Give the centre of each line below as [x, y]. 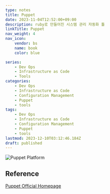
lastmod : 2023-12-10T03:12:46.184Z [43, 138]
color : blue [27, 53]
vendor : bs [26, 44]
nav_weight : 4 [20, 34]
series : [14, 62]
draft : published [24, 143]
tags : [11, 110]
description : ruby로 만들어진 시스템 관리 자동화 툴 [55, 24]
